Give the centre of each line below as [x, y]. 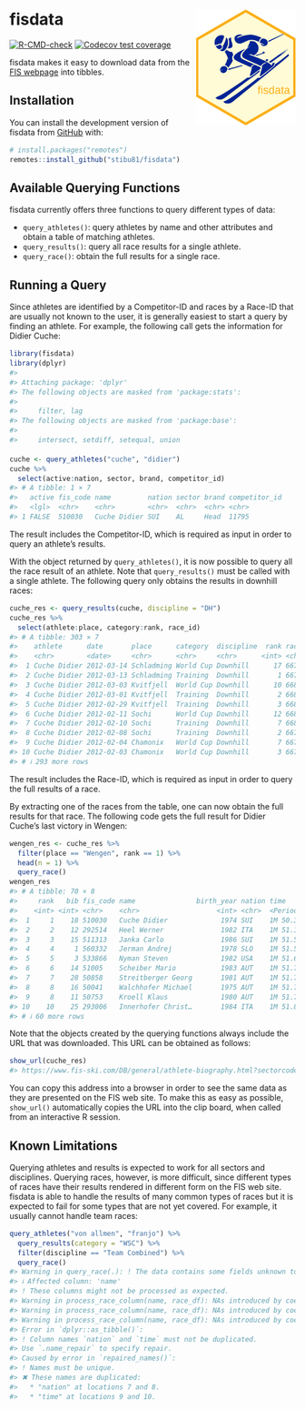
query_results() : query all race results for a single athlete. [132, 247]
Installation [42, 101]
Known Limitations [64, 1146]
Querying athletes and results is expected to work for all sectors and [137, 1167]
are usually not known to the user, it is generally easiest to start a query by [148, 317]
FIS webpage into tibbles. [57, 72]
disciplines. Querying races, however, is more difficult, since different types [151, 1177]
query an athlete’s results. [58, 543]
